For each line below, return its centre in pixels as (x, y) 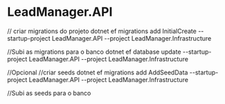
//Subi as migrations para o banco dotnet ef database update (94, 52)
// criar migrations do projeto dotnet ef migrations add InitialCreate (102, 31)
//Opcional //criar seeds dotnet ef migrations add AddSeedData (98, 72)
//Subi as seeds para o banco (49, 93)
